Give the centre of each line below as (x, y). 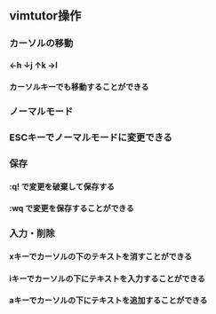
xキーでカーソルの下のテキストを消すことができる (101, 256)
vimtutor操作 (45, 16)
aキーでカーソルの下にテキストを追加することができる (108, 301)
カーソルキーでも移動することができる (79, 86)
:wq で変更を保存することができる (72, 208)
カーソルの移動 (41, 43)
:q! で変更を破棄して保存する (62, 186)
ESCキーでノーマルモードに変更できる (91, 137)
